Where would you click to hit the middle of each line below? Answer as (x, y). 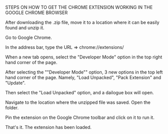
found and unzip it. (25, 28)
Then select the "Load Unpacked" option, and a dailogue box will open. (80, 92)
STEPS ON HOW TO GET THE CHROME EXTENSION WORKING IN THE (79, 7)
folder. (12, 108)
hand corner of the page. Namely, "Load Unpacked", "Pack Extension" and (83, 77)
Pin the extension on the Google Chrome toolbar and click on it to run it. (80, 117)
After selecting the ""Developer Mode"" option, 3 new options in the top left (84, 72)
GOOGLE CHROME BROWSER (36, 13)
